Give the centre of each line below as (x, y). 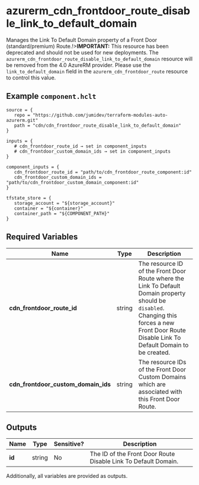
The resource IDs (162, 362)
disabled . (151, 308)
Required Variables (42, 237)
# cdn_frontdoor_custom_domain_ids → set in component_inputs (92, 151)
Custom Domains (162, 377)
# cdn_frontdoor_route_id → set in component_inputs (80, 146)
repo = (22, 115)
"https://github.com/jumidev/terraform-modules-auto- (100, 115)
